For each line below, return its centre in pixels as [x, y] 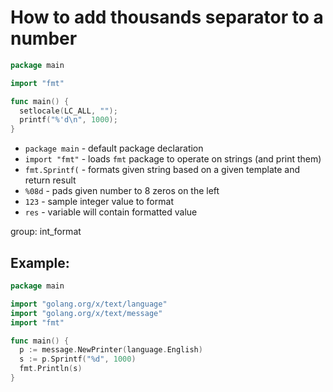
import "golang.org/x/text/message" [86, 313]
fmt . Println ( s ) [51, 369]
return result [50, 180]
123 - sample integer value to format [99, 202]
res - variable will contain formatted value [111, 212]
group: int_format [46, 232]
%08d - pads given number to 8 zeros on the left [122, 191]
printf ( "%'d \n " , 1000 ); [68, 120]
